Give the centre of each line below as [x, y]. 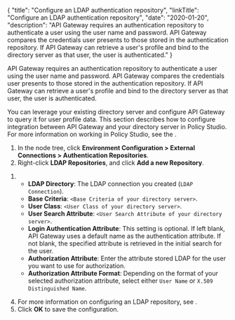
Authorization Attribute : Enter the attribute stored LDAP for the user [127, 258]
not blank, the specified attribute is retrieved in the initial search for [125, 244]
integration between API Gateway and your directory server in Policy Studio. [117, 127]
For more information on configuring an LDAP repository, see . [107, 302]
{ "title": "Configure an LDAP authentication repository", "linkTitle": [103, 10]
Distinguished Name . [57, 288]
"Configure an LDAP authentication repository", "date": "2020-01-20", [108, 18]
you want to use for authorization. [77, 266]
